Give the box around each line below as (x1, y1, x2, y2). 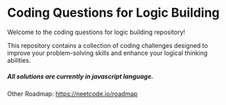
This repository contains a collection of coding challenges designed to (7, 41, 208, 49)
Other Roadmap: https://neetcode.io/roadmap (7, 89, 138, 98)
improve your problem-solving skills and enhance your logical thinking (7, 49, 208, 57)
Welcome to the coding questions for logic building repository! (7, 28, 186, 36)
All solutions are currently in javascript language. (7, 72, 154, 81)
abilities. (7, 56, 31, 64)
